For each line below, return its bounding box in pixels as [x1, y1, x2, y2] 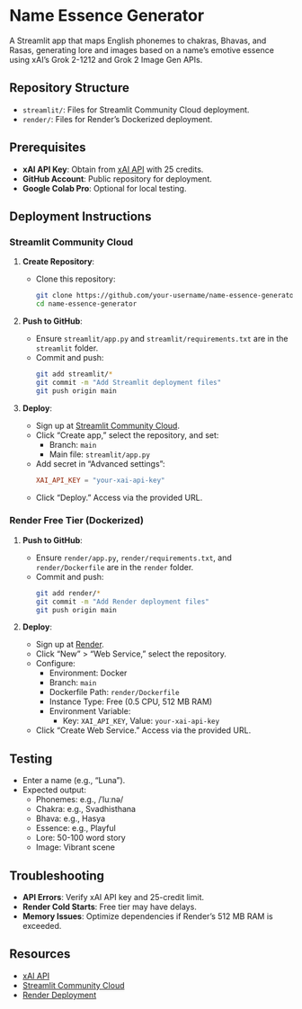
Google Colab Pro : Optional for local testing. [22, 183, 187, 193]
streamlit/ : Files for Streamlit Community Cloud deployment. [22, 104, 250, 115]
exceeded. [22, 921, 62, 932]
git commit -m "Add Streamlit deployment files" [35, 378, 222, 387]
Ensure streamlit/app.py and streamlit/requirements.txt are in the [35, 334, 289, 344]
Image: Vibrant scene [35, 842, 115, 853]
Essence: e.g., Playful [35, 823, 117, 834]
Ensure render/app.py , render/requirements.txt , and [35, 552, 232, 563]
